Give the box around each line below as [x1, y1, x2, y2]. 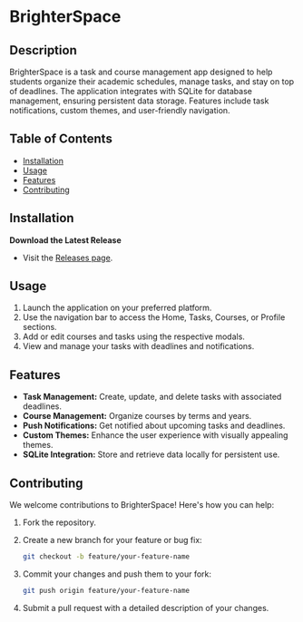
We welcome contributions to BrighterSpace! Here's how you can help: [9, 500, 275, 510]
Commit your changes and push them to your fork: [22, 569, 211, 579]
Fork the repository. [22, 517, 97, 528]
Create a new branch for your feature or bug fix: [22, 535, 202, 546]
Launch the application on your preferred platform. [22, 302, 212, 314]
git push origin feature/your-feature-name [22, 586, 191, 595]
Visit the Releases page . [22, 252, 113, 263]
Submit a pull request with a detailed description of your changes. [22, 602, 269, 613]
